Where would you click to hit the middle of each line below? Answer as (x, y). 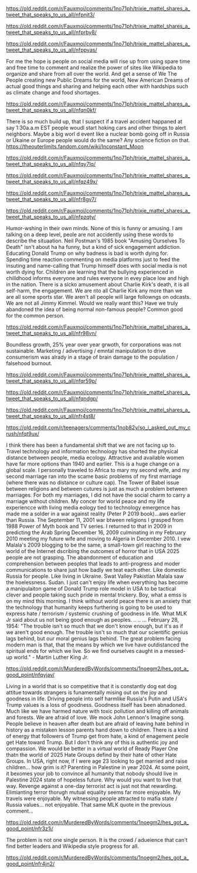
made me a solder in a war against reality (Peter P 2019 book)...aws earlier (96, 514)
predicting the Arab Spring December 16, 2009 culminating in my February (96, 532)
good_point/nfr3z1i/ (30, 828)
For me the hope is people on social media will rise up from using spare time (98, 61)
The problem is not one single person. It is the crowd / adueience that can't (97, 840)
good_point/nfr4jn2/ (30, 864)
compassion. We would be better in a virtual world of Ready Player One (92, 749)
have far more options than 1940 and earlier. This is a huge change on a (93, 464)
